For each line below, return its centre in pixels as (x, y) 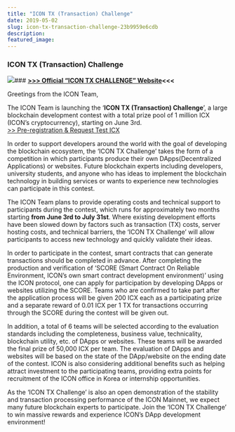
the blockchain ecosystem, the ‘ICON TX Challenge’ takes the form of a (110, 151)
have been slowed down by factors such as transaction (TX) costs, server (114, 225)
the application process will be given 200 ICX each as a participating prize (115, 298)
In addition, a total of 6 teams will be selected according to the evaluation (113, 327)
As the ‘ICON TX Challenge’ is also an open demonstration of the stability (113, 392)
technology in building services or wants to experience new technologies (113, 181)
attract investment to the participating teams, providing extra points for (109, 371)
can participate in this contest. (51, 189)
